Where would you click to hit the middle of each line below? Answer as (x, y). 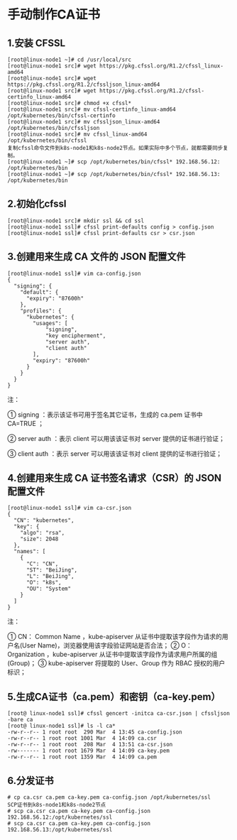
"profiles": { (41, 311)
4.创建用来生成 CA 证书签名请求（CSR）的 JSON (115, 478)
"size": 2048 (39, 539)
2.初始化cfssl (37, 204)
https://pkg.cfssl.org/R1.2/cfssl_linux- (161, 66)
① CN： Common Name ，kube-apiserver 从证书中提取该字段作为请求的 (115, 637)
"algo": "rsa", (43, 533)
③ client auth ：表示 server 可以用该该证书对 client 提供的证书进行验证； (115, 453)
